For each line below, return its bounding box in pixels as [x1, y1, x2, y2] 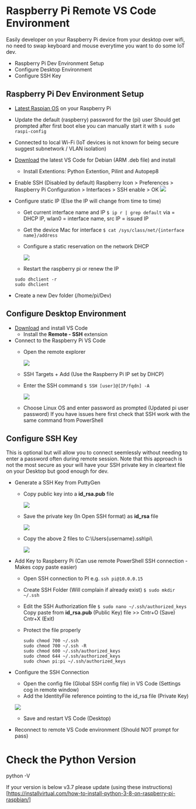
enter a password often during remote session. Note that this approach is [6, 455, 183, 462]
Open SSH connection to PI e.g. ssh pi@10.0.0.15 [23, 575, 143, 582]
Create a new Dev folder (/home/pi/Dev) [14, 292, 112, 299]
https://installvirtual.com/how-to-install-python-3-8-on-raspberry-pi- [8, 790, 176, 797]
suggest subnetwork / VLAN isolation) [14, 145, 106, 152]
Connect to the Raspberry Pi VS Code [14, 337, 106, 344]
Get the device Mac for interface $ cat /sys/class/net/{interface [23, 226, 184, 233]
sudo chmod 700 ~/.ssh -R [23, 643, 87, 649]
